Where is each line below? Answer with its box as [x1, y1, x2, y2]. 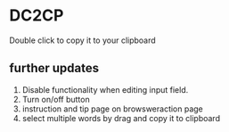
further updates [9, 61, 100, 76]
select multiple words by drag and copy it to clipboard [21, 112, 221, 123]
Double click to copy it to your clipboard [9, 35, 156, 45]
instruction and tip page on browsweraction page [21, 103, 203, 114]
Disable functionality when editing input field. [21, 84, 189, 95]
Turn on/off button [21, 94, 91, 104]
